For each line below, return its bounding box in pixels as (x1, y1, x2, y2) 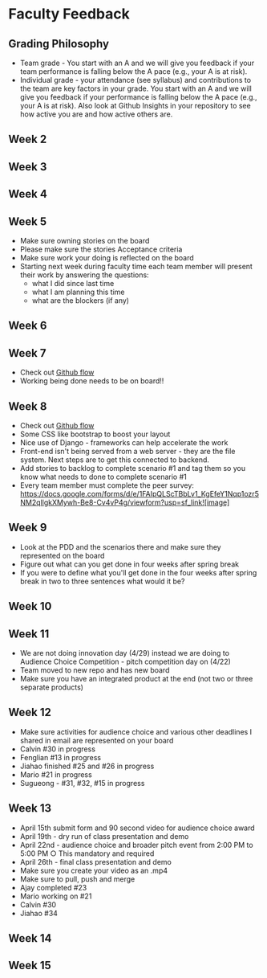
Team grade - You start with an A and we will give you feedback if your (19, 58, 255, 68)
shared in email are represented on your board (19, 735, 174, 745)
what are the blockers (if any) (31, 295, 130, 305)
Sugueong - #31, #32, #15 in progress (19, 778, 145, 788)
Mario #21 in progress (19, 769, 92, 780)
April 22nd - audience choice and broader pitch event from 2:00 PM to (19, 840, 254, 849)
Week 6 (8, 319, 47, 333)
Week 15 (8, 959, 52, 972)
